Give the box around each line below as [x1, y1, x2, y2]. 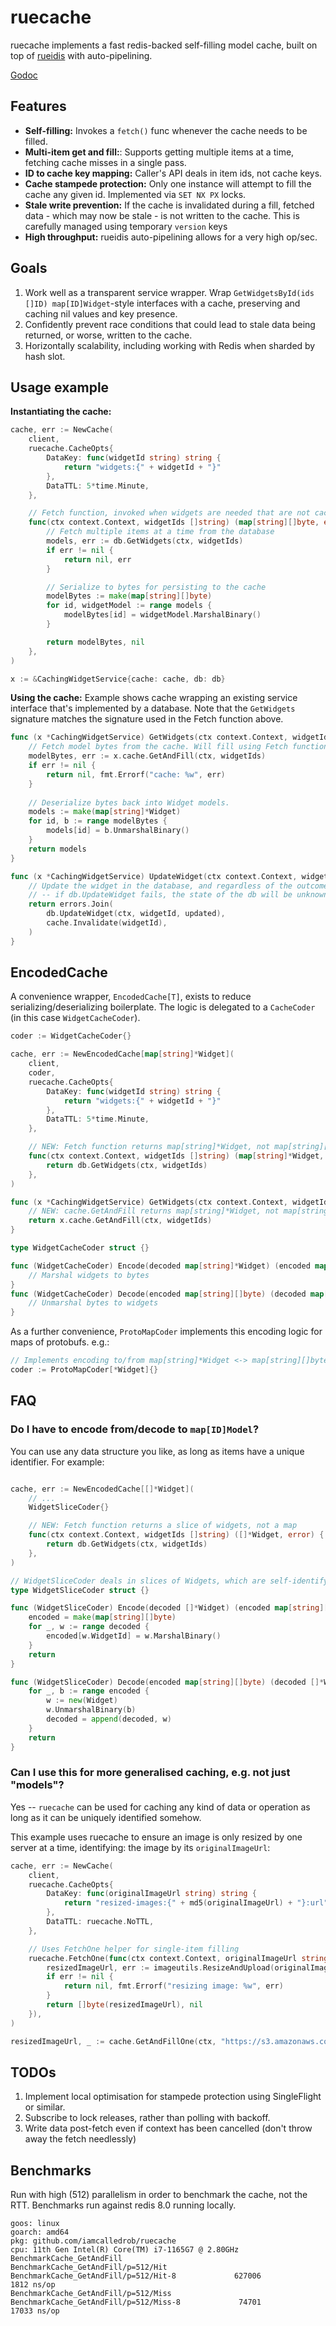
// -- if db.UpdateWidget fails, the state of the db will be [28, 890, 293, 900]
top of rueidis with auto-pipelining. [10, 49, 153, 61]
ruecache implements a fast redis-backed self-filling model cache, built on [10, 39, 318, 51]
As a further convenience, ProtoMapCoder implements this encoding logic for [10, 1326, 323, 1338]
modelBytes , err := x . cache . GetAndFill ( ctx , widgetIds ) [28, 751, 267, 761]
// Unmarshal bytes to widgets [28, 1298, 159, 1308]
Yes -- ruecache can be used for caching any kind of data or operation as [10, 1801, 311, 1813]
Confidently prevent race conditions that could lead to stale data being [24, 318, 316, 330]
